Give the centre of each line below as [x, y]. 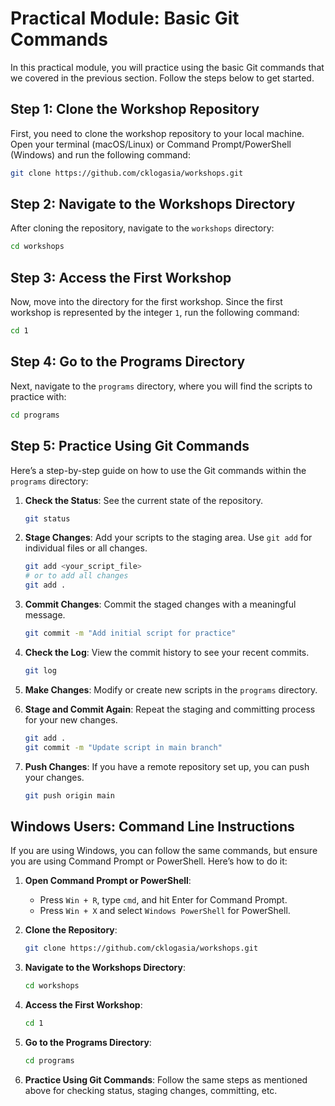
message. [45, 615]
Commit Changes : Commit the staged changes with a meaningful [160, 604]
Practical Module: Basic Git [125, 18]
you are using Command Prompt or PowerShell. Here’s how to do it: [149, 861]
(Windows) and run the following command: [100, 154]
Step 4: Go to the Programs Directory [128, 362]
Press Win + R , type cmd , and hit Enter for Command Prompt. [163, 900]
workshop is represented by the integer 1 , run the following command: [155, 313]
